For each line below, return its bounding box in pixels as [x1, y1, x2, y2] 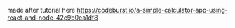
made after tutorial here [7, 6, 76, 14]
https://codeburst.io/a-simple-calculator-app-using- [76, 6, 228, 14]
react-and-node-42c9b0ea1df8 [7, 13, 98, 22]
